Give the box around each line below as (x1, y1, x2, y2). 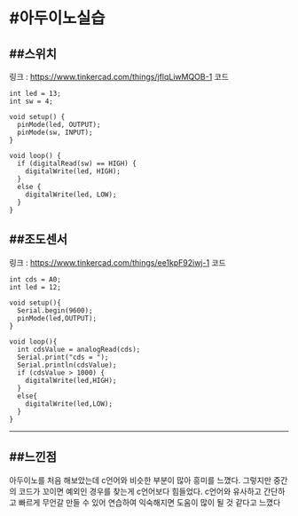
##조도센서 (9, 232, 68, 247)
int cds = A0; (9, 274, 62, 284)
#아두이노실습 (9, 8, 106, 28)
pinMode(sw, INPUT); (17, 128, 93, 137)
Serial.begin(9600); (17, 306, 93, 315)
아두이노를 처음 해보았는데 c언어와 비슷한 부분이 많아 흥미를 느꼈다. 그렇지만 (9, 474, 272, 485)
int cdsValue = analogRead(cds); (17, 345, 141, 353)
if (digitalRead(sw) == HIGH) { (17, 159, 137, 168)
